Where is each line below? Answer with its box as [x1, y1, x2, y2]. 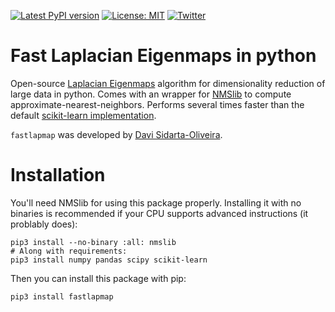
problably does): [10, 218, 78, 230]
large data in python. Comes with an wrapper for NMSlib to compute [10, 88, 292, 100]
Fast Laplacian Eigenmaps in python [10, 45, 317, 67]
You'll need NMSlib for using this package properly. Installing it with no [10, 196, 302, 209]
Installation [10, 164, 106, 187]
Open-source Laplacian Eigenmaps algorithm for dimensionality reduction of [10, 77, 326, 89]
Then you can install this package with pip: [10, 272, 187, 284]
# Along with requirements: [10, 246, 128, 256]
